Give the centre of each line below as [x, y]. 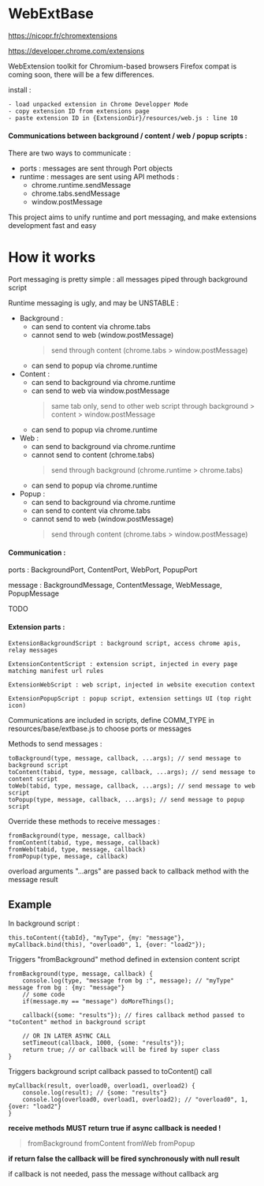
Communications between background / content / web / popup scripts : [128, 136]
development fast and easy [52, 226]
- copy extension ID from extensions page [79, 111]
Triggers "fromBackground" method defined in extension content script [124, 960]
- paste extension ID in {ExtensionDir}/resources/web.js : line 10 [123, 118]
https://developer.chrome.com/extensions [76, 51]
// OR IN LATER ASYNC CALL [67, 1036]
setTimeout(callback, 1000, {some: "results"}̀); [104, 1043]
